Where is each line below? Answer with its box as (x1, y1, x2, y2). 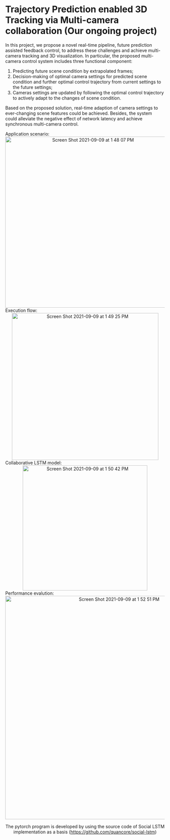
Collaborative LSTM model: (5, 460, 62, 466)
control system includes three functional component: (22, 58, 133, 64)
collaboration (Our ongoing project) (5, 25, 157, 37)
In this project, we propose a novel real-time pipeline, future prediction (5, 42, 152, 48)
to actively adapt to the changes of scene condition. (12, 95, 121, 101)
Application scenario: (5, 131, 50, 137)
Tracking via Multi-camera (5, 14, 119, 26)
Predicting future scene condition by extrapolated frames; (12, 68, 134, 74)
